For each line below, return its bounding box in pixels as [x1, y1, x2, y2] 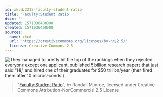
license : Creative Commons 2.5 [9, 43, 73, 48]
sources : [5, 30, 23, 35]
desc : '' [5, 16, 23, 21]
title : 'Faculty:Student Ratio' [5, 12, 71, 17]
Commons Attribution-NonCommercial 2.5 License [17, 87, 119, 93]
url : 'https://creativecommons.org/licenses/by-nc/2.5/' [9, 39, 128, 44]
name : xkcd [9, 35, 32, 39]
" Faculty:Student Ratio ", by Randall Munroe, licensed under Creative [17, 81, 155, 88]
